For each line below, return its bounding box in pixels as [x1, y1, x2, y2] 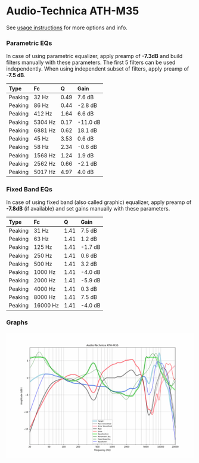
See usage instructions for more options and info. [6, 24, 128, 31]
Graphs [6, 318, 28, 327]
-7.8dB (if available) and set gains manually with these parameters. [6, 205, 170, 212]
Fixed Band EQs [6, 185, 52, 193]
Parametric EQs [6, 39, 52, 47]
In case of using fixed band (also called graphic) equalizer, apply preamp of [6, 199, 192, 206]
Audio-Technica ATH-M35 [6, 4, 139, 18]
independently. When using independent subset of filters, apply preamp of [6, 65, 189, 72]
